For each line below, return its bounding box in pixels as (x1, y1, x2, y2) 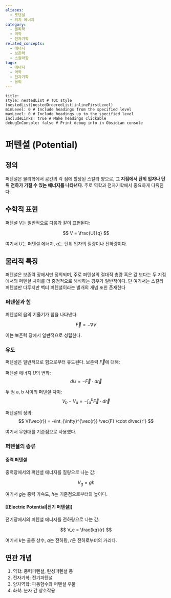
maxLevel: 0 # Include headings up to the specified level (5, 111, 134, 116)
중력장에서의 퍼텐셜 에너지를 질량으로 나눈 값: (5, 469, 96, 475)
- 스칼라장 (10, 55, 29, 61)
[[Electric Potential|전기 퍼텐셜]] (5, 503, 73, 510)
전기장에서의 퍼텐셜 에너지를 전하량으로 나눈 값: (5, 516, 100, 522)
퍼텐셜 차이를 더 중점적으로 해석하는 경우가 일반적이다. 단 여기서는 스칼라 (18, 278, 164, 284)
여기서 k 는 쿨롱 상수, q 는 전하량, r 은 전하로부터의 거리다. (5, 537, 117, 543)
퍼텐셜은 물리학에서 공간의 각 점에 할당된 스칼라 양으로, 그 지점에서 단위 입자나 (5, 175, 160, 182)
